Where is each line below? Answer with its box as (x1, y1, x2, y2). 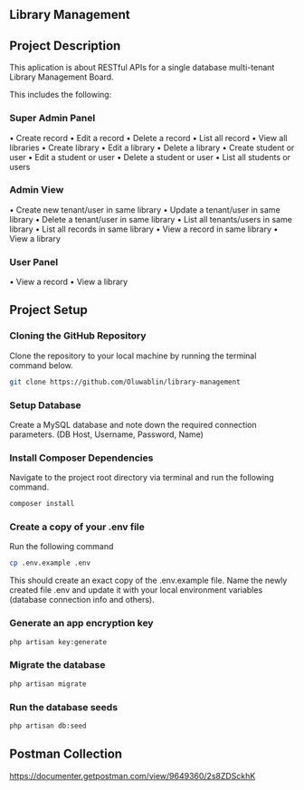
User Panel (9, 255, 59, 268)
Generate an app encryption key (9, 617, 154, 630)
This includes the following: (9, 90, 112, 100)
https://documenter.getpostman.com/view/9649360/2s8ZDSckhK (9, 770, 256, 781)
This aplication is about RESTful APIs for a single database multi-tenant (9, 62, 275, 73)
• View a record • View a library (9, 276, 128, 288)
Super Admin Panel (9, 112, 96, 125)
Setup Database (9, 398, 81, 411)
